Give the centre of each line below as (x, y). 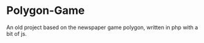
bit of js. (17, 33)
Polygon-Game (46, 11)
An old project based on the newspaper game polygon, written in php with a (102, 27)
